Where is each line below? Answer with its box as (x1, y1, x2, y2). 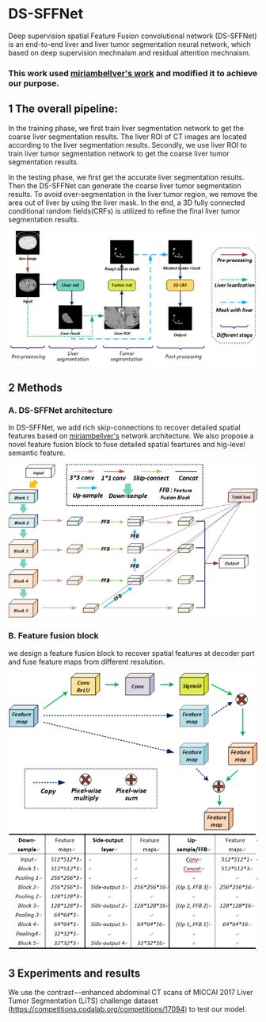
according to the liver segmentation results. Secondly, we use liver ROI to (8, 140, 247, 149)
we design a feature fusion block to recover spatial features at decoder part (8, 648, 255, 658)
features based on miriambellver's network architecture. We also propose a (8, 431, 254, 441)
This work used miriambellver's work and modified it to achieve (8, 67, 258, 79)
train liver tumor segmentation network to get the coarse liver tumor (8, 148, 230, 158)
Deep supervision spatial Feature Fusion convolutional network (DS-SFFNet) (8, 31, 257, 40)
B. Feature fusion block (8, 631, 99, 642)
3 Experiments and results (8, 966, 141, 980)
